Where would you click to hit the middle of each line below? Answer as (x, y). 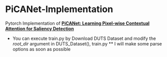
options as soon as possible (41, 49)
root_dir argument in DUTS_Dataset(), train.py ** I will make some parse (87, 43)
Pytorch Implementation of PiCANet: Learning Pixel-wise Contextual (77, 23)
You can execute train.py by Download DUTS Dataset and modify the (84, 38)
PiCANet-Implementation (59, 9)
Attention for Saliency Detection (40, 28)
